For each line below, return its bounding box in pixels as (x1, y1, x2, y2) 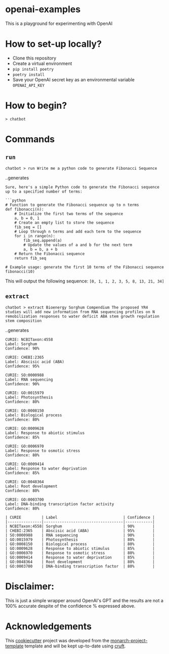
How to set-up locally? (5, 38, 102, 50)
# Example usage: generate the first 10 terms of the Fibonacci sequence (5, 264, 164, 270)
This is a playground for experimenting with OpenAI (5, 20, 113, 26)
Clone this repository (12, 55, 57, 61)
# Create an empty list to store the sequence (14, 220, 114, 225)
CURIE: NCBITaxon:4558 (5, 337, 53, 342)
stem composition (5, 318, 42, 323)
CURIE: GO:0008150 (5, 408, 44, 413)
